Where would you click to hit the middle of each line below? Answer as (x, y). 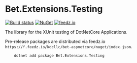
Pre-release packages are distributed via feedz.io (55, 41)
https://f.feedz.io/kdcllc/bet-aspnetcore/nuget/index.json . (69, 46)
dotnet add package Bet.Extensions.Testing (59, 55)
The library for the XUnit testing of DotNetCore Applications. (66, 32)
